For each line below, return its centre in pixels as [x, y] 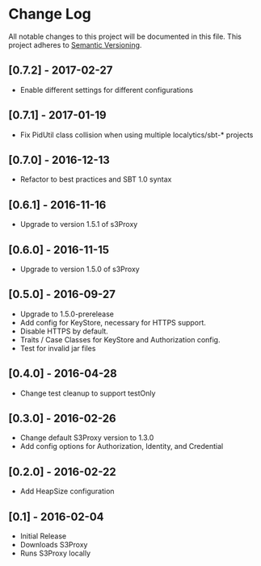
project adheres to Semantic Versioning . [75, 44]
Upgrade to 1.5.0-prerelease [67, 314]
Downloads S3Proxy [54, 545]
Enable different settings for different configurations [107, 90]
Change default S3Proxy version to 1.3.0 [87, 438]
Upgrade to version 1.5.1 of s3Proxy [79, 224]
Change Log [50, 14]
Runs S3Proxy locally [55, 553]
